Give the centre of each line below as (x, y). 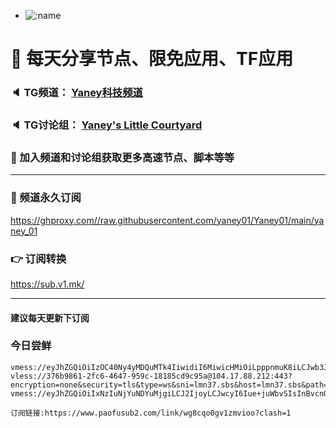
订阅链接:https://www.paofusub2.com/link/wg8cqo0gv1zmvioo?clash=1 (151, 413)
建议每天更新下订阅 (50, 317)
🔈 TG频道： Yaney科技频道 (76, 93)
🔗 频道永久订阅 (46, 198)
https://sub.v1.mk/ (47, 284)
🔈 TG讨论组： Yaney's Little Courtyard (106, 125)
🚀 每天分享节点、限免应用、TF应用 (152, 59)
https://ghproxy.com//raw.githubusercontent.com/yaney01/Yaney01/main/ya (167, 220)
